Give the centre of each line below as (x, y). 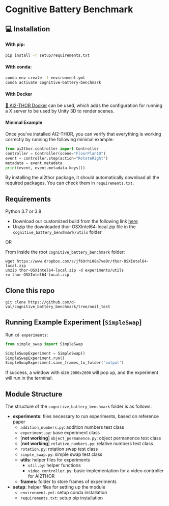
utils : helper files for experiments (55, 460)
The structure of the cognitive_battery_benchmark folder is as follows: (79, 406)
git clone (16, 302)
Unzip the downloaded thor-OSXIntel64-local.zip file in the (74, 227)
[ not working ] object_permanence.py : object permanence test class (91, 438)
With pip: (15, 45)
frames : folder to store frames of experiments (68, 481)
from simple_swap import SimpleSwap (44, 344)
